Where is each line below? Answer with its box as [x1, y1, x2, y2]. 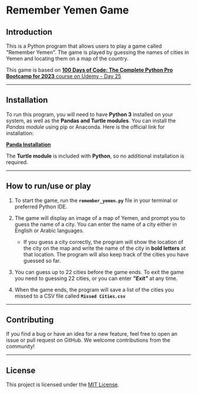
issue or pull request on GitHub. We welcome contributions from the [6, 336, 171, 344]
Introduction [6, 27, 53, 37]
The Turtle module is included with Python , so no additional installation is [6, 152, 185, 159]
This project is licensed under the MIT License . [6, 381, 120, 388]
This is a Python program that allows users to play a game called [6, 42, 162, 49]
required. [6, 158, 28, 165]
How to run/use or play [6, 181, 91, 191]
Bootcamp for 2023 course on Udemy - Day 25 [6, 73, 121, 79]
